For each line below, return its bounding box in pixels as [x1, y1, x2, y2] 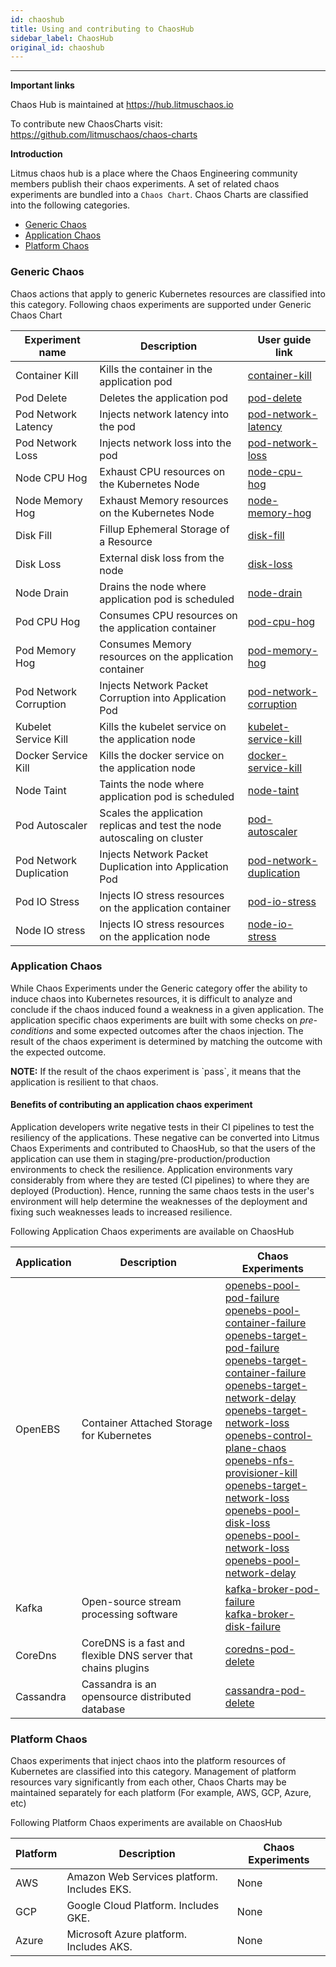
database [81, 1702, 126, 1716]
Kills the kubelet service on [99, 719, 227, 733]
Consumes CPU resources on [99, 608, 238, 622]
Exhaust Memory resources [99, 493, 229, 507]
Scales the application [99, 806, 203, 820]
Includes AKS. [66, 1940, 133, 1954]
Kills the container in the [99, 362, 213, 376]
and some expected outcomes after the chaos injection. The [55, 1024, 304, 1036]
